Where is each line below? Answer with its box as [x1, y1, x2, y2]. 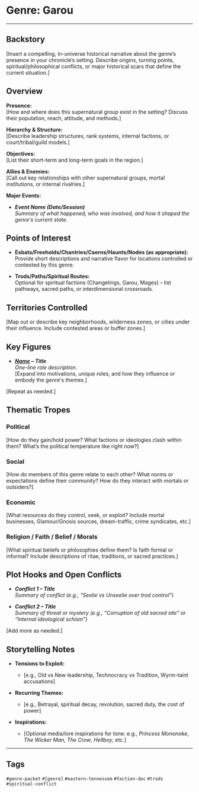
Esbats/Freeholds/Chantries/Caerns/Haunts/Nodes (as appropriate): [14, 249, 188, 256]
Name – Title [14, 358, 47, 364]
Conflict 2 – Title [14, 603, 56, 610]
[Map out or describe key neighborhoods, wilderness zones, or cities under [6, 318, 191, 326]
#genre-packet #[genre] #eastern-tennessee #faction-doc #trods [6, 776, 163, 782]
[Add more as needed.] [6, 627, 63, 634]
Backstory [6, 34, 46, 44]
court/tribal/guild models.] [6, 139, 70, 146]
